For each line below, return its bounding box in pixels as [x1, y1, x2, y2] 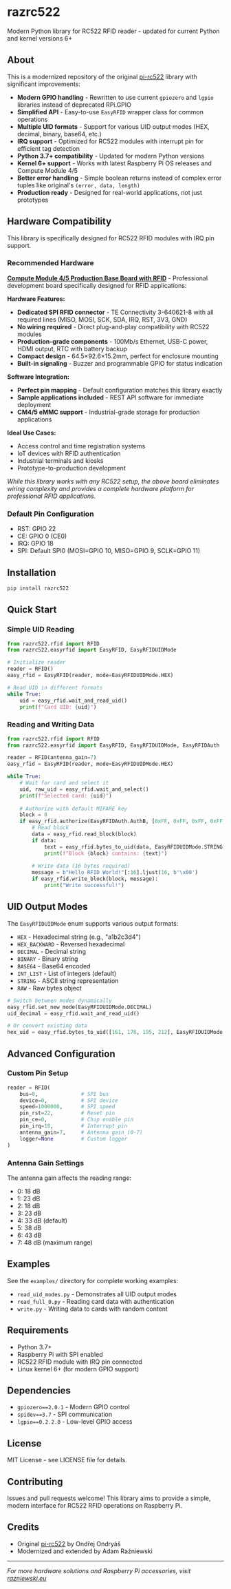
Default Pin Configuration [7, 509, 94, 519]
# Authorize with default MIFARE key [19, 805, 128, 812]
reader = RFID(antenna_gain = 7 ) [7, 754, 97, 761]
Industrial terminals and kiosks [16, 456, 104, 465]
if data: [32, 837, 57, 844]
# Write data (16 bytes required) [32, 862, 131, 870]
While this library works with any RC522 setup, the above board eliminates [7, 477, 219, 486]
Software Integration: [7, 373, 70, 381]
